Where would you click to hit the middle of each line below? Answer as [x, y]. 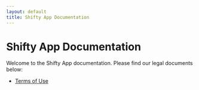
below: [14, 70]
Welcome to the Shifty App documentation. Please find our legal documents [99, 63]
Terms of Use [32, 81]
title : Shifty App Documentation [48, 17]
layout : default [26, 12]
